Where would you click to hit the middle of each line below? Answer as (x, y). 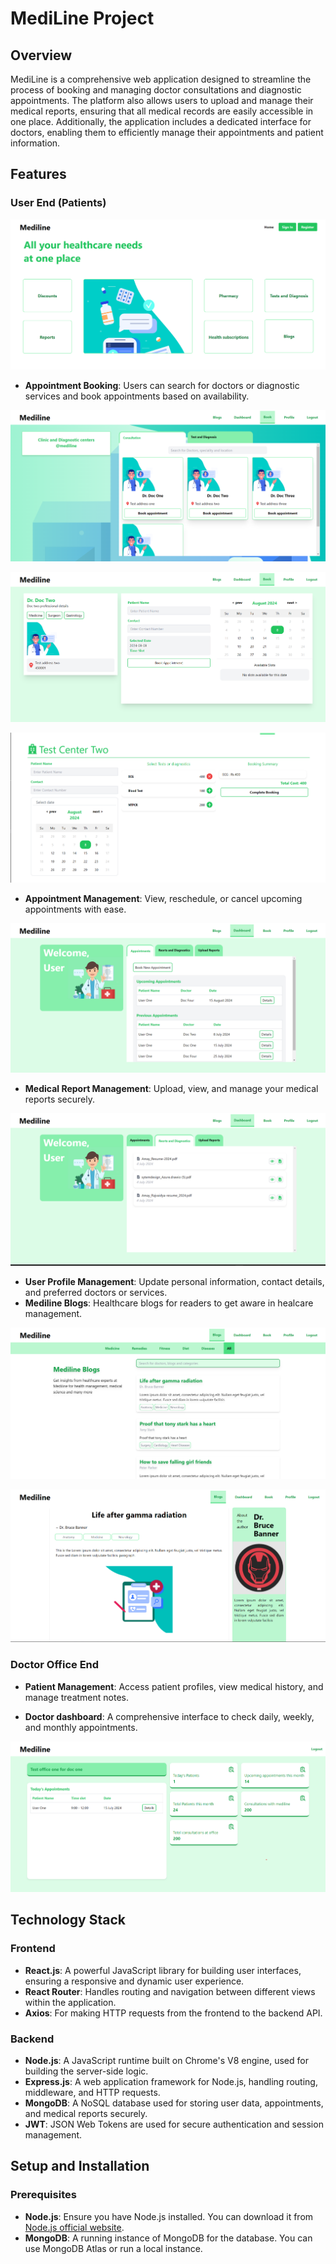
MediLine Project (82, 18)
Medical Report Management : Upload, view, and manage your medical (171, 1089)
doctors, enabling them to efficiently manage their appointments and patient (167, 132)
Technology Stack (68, 1920)
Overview (41, 55)
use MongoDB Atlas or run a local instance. (113, 2248)
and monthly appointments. (81, 1727)
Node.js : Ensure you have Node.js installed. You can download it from (169, 2216)
